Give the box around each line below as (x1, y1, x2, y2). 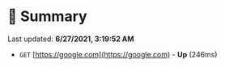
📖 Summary (7, 7, 87, 26)
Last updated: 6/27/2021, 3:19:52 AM (7, 34, 134, 44)
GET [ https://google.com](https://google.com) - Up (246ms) (19, 49, 218, 59)
